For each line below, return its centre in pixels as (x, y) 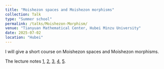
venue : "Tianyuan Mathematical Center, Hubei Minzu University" (73, 28)
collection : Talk (23, 14)
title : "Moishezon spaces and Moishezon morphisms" (60, 10)
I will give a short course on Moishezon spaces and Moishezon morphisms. (82, 51)
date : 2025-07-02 (23, 33)
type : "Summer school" (29, 19)
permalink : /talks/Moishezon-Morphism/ (46, 24)
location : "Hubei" (24, 38)
